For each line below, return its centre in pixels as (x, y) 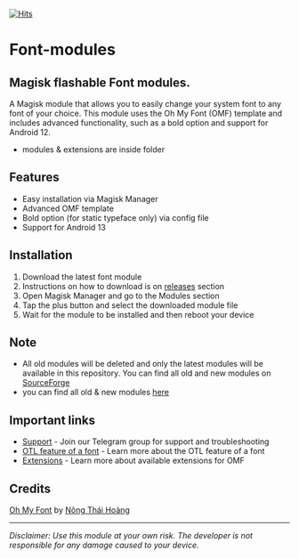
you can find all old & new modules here (95, 393)
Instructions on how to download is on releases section (123, 286)
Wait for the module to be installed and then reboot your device (138, 314)
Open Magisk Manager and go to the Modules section (121, 296)
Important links (53, 420)
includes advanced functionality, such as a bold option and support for (139, 123)
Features (34, 178)
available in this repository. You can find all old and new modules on (146, 373)
